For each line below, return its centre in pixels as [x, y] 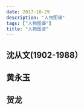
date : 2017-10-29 [28, 12]
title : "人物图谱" [28, 29]
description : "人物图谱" [36, 18]
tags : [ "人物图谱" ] [29, 23]
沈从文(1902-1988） [44, 55]
